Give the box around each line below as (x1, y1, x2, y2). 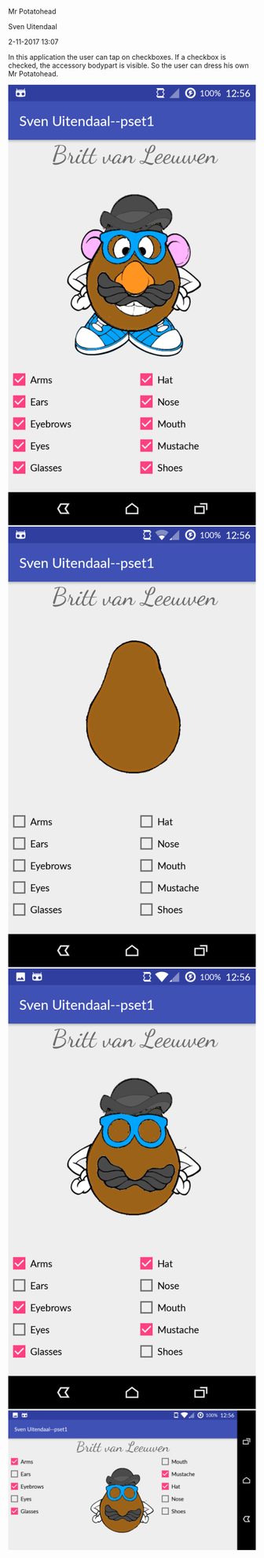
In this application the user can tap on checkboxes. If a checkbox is (8, 53, 226, 61)
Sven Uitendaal (8, 22, 57, 31)
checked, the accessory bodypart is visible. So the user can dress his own (8, 61, 249, 70)
